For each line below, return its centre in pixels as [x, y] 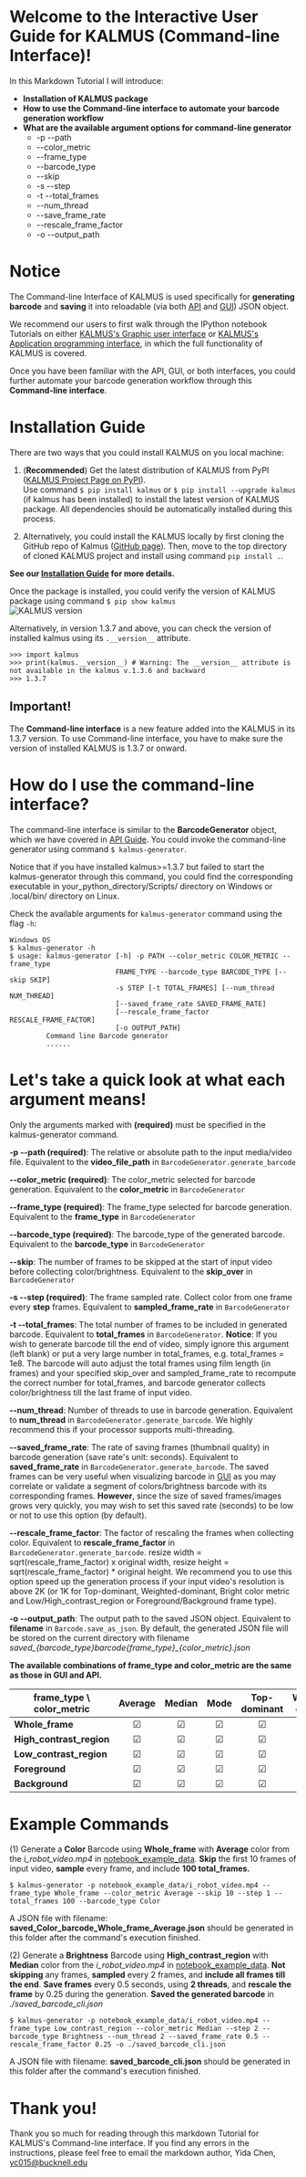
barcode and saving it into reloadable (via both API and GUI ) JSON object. [149, 306]
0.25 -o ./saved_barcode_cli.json [160, 2045]
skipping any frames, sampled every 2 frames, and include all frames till [147, 1975]
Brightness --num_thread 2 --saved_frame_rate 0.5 [160, 2037]
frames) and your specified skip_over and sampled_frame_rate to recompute [153, 1372]
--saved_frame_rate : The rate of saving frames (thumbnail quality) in [140, 1447]
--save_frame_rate [71, 215]
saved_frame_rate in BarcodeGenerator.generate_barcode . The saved [139, 1467]
